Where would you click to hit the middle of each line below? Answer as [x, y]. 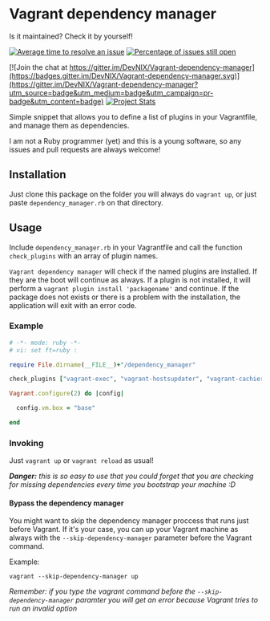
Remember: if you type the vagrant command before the [102, 591]
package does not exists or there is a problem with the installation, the [125, 297]
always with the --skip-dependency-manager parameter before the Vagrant [131, 538]
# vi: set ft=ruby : [44, 350]
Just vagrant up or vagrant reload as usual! [81, 461]
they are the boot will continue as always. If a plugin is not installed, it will [130, 280]
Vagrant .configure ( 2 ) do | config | [67, 394]
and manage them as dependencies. [69, 125]
